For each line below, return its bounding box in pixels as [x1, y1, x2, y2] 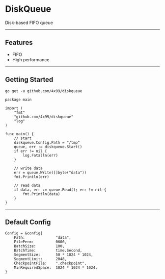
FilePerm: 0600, [14, 239, 67, 245]
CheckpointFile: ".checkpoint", [14, 261, 87, 266]
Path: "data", [14, 235, 71, 240]
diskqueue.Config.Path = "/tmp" [14, 140, 80, 145]
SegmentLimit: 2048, [14, 256, 67, 262]
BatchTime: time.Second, [14, 248, 82, 253]
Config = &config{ [5, 231, 43, 236]
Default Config [5, 218, 51, 226]
